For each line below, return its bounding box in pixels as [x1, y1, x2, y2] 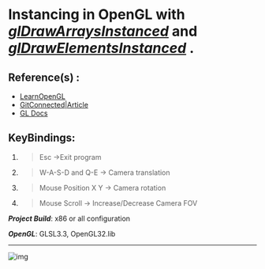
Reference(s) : [8, 70, 80, 84]
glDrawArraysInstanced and [8, 22, 198, 40]
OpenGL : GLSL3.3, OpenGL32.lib [8, 229, 116, 238]
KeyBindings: [8, 131, 76, 145]
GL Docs [19, 108, 48, 118]
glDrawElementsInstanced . [8, 40, 195, 57]
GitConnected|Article [19, 100, 89, 109]
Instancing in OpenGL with [8, 6, 185, 24]
